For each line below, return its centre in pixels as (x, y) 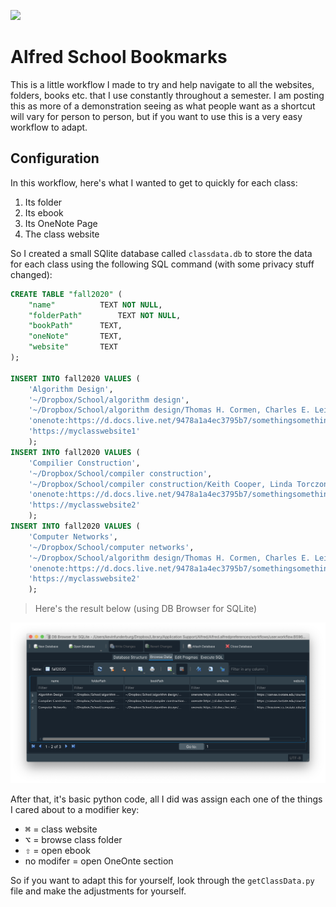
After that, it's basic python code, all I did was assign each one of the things (166, 799)
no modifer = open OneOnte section (99, 861)
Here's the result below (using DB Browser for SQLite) (146, 609)
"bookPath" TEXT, (75, 326)
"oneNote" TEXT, (75, 336)
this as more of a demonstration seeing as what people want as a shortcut (163, 106)
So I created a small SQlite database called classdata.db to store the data (161, 253)
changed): (31, 274)
